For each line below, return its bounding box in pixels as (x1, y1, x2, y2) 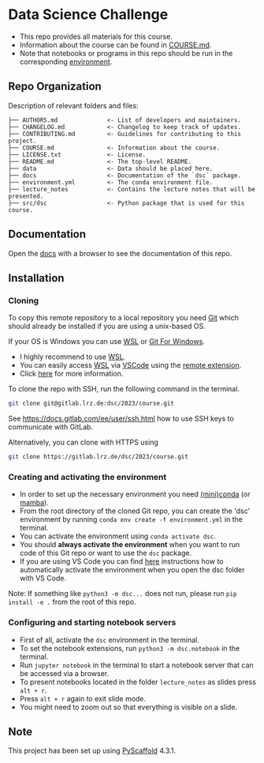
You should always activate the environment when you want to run (19, 540, 240, 550)
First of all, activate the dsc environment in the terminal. (19, 635, 199, 644)
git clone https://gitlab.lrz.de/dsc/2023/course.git (8, 453, 189, 461)
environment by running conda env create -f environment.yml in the (19, 515, 243, 524)
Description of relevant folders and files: (8, 100, 139, 110)
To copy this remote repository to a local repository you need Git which (8, 313, 239, 323)
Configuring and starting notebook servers (8, 617, 177, 628)
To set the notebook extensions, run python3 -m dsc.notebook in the (19, 643, 240, 653)
